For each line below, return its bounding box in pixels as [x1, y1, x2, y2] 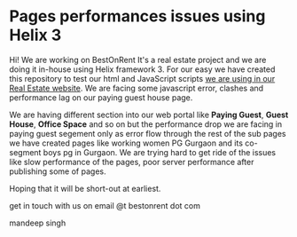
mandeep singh [9, 217, 66, 228]
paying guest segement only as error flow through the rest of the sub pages [9, 128, 286, 138]
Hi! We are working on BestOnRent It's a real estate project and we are [9, 54, 267, 65]
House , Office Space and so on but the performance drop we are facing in [9, 118, 283, 130]
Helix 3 [9, 25, 62, 45]
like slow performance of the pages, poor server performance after [9, 156, 254, 167]
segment [9, 146, 42, 157]
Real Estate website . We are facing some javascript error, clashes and [9, 83, 264, 93]
